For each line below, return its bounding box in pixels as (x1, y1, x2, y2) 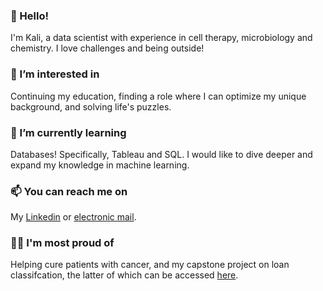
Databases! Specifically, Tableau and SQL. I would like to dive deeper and (10, 148, 313, 160)
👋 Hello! (10, 9, 50, 23)
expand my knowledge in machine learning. (10, 159, 190, 171)
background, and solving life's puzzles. (10, 100, 172, 113)
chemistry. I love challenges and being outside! (10, 42, 205, 54)
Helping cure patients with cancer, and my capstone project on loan (10, 259, 290, 271)
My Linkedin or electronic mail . (10, 211, 137, 223)
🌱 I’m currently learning (10, 125, 127, 139)
